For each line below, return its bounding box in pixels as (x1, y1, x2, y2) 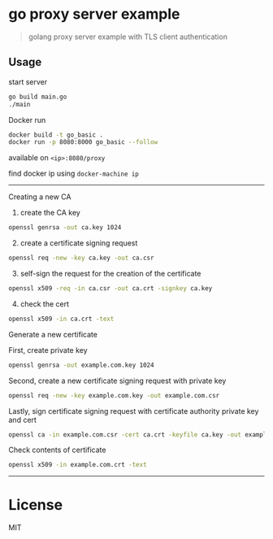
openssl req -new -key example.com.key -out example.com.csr (8, 391, 220, 399)
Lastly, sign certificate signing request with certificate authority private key (8, 406, 259, 415)
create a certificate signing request (19, 238, 138, 248)
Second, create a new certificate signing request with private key (8, 376, 227, 385)
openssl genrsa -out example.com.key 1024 (8, 361, 154, 369)
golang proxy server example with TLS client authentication (28, 32, 227, 41)
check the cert (19, 298, 70, 309)
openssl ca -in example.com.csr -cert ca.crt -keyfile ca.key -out (8, 430, 242, 439)
